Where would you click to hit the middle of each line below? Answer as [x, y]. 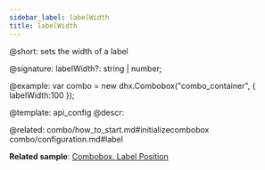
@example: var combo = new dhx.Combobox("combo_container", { [132, 85]
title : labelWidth [43, 26]
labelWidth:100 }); [42, 95]
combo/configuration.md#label [66, 139]
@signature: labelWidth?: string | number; [86, 69]
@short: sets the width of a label [69, 51]
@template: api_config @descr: [67, 112]
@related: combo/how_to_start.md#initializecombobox [109, 129]
